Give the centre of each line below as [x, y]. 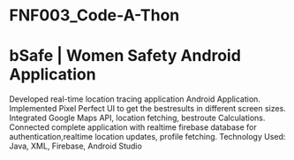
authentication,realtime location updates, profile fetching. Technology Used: [147, 137]
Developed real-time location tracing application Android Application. [135, 99]
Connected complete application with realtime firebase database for [133, 127]
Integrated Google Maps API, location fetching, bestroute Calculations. [137, 118]
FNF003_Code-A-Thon [94, 15]
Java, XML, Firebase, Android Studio [76, 146]
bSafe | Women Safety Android [125, 56]
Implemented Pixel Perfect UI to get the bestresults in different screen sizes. [148, 109]
